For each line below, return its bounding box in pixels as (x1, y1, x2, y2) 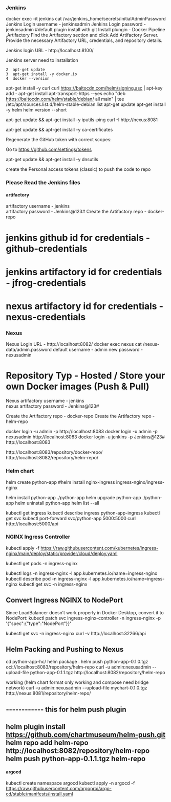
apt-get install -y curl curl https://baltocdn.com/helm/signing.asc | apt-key (6, 85, 163, 91)
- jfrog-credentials (6, 277, 87, 288)
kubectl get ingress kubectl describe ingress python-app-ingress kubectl (6, 509, 160, 516)
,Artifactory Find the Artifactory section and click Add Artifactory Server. (6, 32, 159, 38)
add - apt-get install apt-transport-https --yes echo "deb (6, 91, 126, 97)
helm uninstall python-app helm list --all (15, 500, 99, 506)
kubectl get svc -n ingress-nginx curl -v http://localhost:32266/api (6, 630, 146, 636)
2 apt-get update (6, 67, 45, 73)
